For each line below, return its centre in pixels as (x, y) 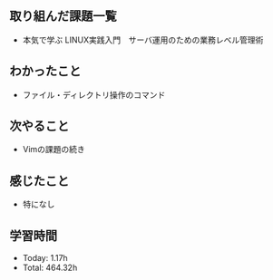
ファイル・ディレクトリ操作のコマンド (94, 94)
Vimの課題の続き (54, 150)
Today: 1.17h (45, 258)
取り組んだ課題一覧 (63, 16)
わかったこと (45, 71)
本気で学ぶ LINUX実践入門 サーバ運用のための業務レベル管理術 (143, 40)
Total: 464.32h (50, 268)
